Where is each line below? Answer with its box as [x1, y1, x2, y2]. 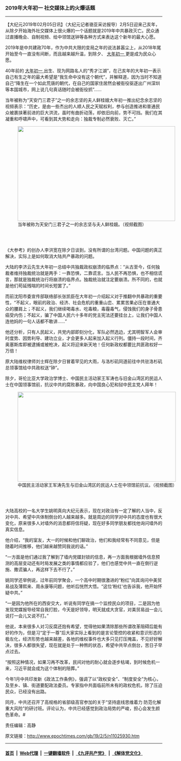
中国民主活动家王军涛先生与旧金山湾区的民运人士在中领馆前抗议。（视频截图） [17, 482, 177, 488]
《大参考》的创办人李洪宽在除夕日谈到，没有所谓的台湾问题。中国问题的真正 [5, 247, 163, 253]
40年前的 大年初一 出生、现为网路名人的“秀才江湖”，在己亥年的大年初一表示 [5, 68, 162, 74]
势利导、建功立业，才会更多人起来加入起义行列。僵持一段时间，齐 [26, 335, 163, 341]
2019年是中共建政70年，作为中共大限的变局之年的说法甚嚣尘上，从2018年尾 [5, 45, 162, 51]
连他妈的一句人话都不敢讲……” [5, 318, 67, 324]
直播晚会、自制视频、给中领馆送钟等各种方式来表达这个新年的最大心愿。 [9, 34, 158, 40]
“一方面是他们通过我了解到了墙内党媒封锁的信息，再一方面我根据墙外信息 [5, 554, 156, 560]
